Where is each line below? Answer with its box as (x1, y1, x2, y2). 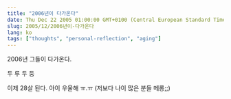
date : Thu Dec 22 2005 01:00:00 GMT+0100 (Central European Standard (7, 16, 211, 23)
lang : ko (7, 29, 32, 36)
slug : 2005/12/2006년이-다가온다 (7, 23, 94, 29)
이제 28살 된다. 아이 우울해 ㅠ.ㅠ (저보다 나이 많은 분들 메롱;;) (7, 84, 170, 92)
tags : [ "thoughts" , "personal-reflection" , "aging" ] (7, 36, 162, 42)
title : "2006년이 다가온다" (7, 10, 79, 17)
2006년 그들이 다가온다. (7, 55, 72, 63)
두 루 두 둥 (7, 70, 35, 78)
